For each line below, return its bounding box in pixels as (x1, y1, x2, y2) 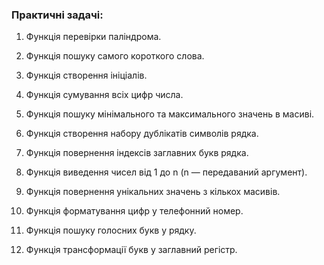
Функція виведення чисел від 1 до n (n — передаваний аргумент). (25, 166, 308, 178)
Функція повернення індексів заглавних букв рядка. (25, 147, 249, 159)
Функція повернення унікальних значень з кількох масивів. (25, 186, 281, 198)
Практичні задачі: (11, 8, 104, 22)
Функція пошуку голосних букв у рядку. (25, 224, 197, 237)
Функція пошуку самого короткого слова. (25, 50, 205, 62)
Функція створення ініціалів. (25, 69, 148, 82)
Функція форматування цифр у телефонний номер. (25, 205, 244, 217)
